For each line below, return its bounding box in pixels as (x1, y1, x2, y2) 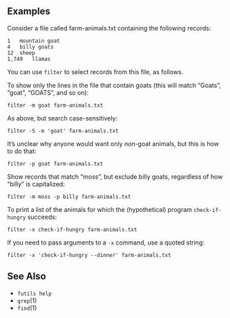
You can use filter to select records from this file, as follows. (7, 67, 184, 76)
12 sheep (7, 49, 36, 56)
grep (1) (17, 296, 37, 304)
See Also (7, 270, 46, 283)
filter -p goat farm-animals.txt (7, 160, 104, 167)
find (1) (17, 303, 37, 312)
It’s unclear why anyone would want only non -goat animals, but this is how (7, 139, 220, 148)
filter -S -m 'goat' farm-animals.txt (7, 127, 119, 134)
